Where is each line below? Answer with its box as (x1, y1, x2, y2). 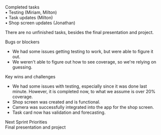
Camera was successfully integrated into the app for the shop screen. (12, 104, 154, 110)
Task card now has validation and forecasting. (12, 109, 106, 115)
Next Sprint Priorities (5, 119, 48, 125)
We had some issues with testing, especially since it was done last (12, 83, 147, 89)
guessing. (12, 64, 32, 70)
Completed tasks (5, 4, 40, 10)
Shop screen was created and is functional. (12, 99, 100, 105)
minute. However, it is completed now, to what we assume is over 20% (12, 89, 156, 94)
